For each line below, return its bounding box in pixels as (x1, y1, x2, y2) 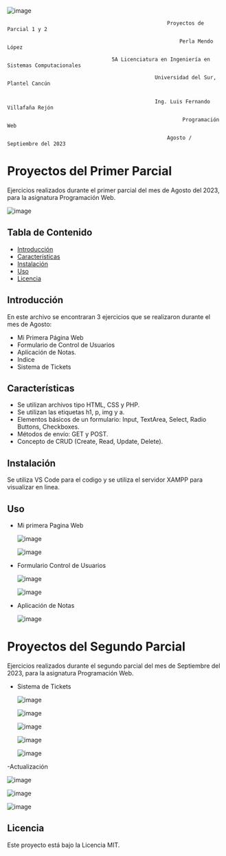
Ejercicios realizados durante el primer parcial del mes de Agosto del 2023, (7, 186, 220, 194)
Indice (16, 355, 35, 363)
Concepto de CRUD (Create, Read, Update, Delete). (16, 438, 163, 446)
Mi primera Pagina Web (16, 521, 84, 529)
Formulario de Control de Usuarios (16, 340, 115, 349)
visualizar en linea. (7, 483, 60, 491)
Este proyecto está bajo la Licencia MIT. (7, 841, 120, 849)
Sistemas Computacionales (7, 62, 81, 69)
